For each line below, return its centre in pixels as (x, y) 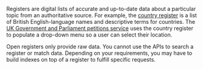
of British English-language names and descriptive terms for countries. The (101, 22)
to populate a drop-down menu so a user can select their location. (89, 35)
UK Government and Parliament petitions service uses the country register (100, 28)
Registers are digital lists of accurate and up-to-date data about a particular (101, 9)
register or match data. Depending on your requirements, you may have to (99, 53)
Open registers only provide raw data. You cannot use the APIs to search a (100, 46)
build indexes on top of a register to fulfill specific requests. (81, 60)
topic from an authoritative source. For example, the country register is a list (101, 15)
